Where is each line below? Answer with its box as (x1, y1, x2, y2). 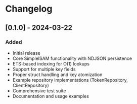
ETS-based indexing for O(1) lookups (12, 60, 90, 66)
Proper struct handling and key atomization (12, 72, 103, 78)
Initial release (12, 50, 40, 56)
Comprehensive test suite (12, 87, 66, 94)
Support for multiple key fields (12, 66, 76, 72)
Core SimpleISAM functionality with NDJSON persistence (12, 55, 132, 61)
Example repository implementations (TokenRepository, (12, 77, 128, 83)
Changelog (5, 3, 53, 15)
